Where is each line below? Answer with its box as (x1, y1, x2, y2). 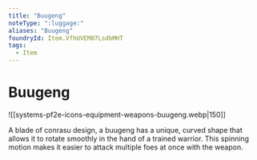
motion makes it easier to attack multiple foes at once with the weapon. (8, 142, 243, 152)
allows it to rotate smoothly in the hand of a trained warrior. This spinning (8, 134, 250, 143)
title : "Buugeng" (8, 11, 66, 20)
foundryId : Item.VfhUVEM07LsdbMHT (8, 34, 124, 42)
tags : (8, 42, 26, 50)
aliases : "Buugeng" (8, 26, 74, 34)
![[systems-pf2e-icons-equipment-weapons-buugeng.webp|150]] (8, 110, 227, 119)
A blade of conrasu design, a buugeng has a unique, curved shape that (8, 125, 243, 134)
